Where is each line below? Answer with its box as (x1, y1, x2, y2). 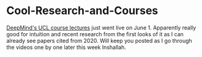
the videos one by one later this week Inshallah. (6, 44, 127, 51)
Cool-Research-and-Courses (6, 4, 159, 18)
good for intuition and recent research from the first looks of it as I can (6, 30, 184, 37)
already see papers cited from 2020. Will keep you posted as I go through (6, 37, 193, 44)
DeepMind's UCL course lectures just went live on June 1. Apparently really (6, 24, 196, 31)
